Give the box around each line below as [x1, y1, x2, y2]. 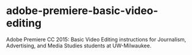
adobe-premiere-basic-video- [6, 4, 158, 18]
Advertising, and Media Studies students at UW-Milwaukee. [6, 42, 152, 49]
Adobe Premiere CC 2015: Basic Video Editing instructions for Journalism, [6, 36, 187, 43]
